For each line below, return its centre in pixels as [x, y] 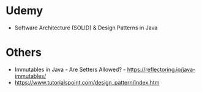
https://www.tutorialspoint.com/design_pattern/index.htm [87, 82]
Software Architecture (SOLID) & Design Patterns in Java [86, 28]
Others [24, 52]
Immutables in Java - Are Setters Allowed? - [70, 69]
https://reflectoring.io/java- [161, 69]
